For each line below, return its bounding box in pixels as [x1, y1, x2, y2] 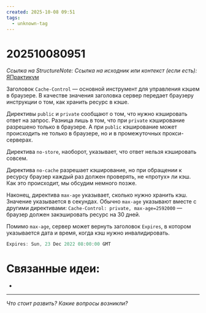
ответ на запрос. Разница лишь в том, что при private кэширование [6, 117, 185, 124]
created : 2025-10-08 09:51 [6, 9, 75, 15]
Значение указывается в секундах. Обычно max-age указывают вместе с [6, 198, 197, 205]
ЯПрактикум [6, 74, 39, 81]
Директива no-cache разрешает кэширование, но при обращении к [6, 167, 182, 174]
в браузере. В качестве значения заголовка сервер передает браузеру [6, 92, 194, 99]
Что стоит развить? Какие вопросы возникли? [6, 300, 128, 307]
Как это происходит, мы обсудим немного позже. [6, 179, 137, 187]
